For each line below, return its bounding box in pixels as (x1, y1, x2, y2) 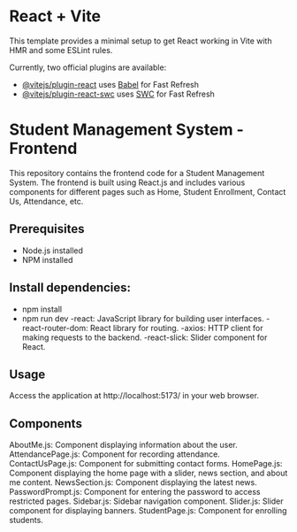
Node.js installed (21, 245, 84, 256)
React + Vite (9, 6, 102, 27)
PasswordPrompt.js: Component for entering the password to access (9, 487, 261, 497)
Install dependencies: (9, 281, 131, 296)
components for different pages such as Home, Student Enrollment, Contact (9, 186, 286, 197)
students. (9, 515, 44, 526)
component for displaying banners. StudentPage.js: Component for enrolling (9, 505, 287, 516)
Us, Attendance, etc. (9, 196, 84, 206)
